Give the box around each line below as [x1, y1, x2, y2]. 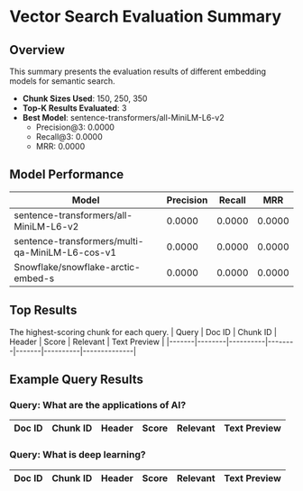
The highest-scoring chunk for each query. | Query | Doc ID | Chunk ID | [9, 326, 278, 337]
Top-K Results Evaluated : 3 [22, 103, 127, 114]
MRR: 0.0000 [35, 141, 86, 151]
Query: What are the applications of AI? [9, 398, 187, 411]
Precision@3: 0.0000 [35, 122, 115, 132]
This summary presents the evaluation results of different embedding [9, 66, 267, 77]
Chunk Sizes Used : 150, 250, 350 [22, 93, 148, 104]
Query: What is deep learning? [9, 449, 146, 461]
